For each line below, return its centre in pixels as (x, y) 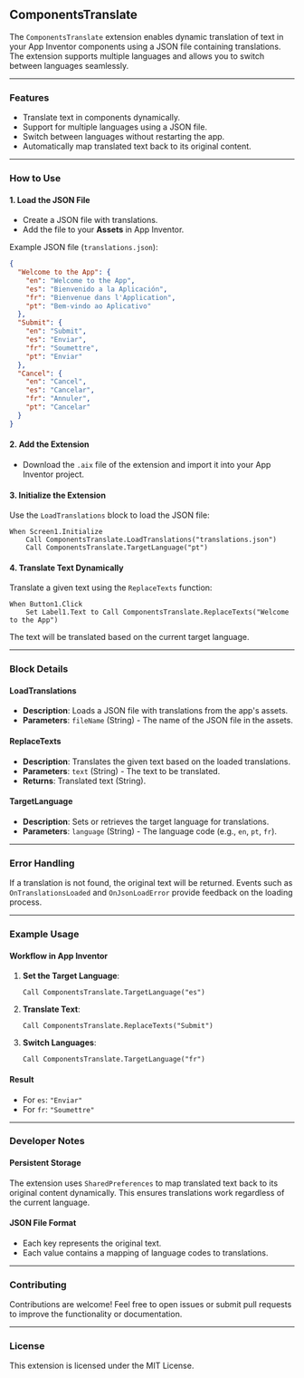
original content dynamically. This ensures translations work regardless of (147, 1192)
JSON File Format (43, 1223)
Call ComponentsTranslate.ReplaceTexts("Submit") (118, 1026)
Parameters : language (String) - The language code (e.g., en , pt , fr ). (150, 831)
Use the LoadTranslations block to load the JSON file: (109, 515)
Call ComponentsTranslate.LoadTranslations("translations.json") (152, 540)
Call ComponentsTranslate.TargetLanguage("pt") (117, 548)
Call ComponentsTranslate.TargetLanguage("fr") (114, 1060)
